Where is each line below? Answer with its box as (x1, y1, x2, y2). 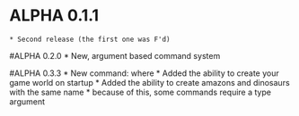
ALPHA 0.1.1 (9, 5, 100, 26)
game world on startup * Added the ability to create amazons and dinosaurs (9, 77, 290, 87)
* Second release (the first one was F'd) (9, 35, 171, 44)
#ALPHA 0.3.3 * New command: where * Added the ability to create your (9, 68, 280, 79)
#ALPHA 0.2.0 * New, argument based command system (9, 50, 221, 61)
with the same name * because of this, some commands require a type (9, 87, 272, 97)
